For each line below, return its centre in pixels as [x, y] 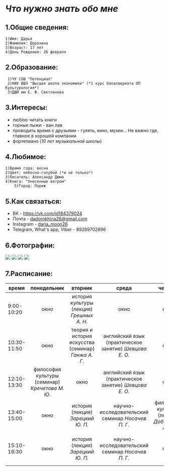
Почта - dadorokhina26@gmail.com [50, 219]
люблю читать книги [34, 120]
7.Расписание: [29, 274]
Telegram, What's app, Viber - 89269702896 [59, 230]
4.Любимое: [26, 157]
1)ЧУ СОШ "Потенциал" [30, 79]
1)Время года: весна [27, 168]
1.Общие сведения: [37, 27]
